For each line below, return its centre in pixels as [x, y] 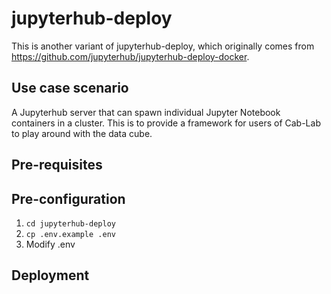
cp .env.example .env [70, 234]
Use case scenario [70, 88]
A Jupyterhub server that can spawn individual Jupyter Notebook [146, 112]
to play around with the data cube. [82, 133]
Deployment [50, 275]
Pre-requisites [57, 165]
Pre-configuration [68, 198]
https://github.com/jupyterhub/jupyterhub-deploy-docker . [130, 56]
